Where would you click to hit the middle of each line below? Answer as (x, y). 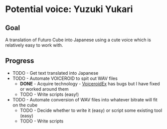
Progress (20, 61)
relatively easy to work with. (34, 45)
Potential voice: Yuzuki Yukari (69, 9)
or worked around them (44, 89)
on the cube (25, 105)
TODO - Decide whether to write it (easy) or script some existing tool (91, 110)
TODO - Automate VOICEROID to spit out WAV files (65, 78)
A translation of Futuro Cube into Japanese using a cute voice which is (78, 40)
